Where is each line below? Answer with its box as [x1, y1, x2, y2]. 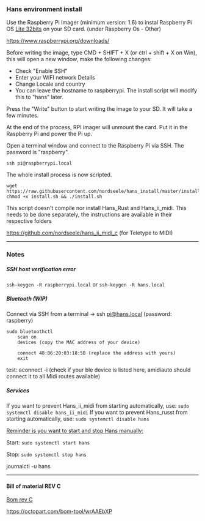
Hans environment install [6, 5, 82, 13]
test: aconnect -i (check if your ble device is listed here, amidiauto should [6, 366, 191, 373]
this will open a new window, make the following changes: [6, 56, 152, 63]
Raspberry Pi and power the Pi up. [6, 130, 93, 138]
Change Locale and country [15, 80, 85, 88]
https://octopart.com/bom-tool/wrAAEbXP [6, 508, 113, 515]
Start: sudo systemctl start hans [6, 439, 90, 446]
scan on [17, 334, 37, 340]
